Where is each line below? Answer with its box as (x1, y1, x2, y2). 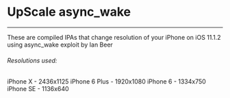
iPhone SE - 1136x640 (7, 85, 70, 93)
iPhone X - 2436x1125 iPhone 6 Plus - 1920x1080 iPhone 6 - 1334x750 (7, 77, 207, 86)
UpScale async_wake (7, 4, 131, 20)
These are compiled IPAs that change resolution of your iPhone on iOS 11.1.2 (7, 33, 221, 41)
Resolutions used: (7, 56, 57, 64)
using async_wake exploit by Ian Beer (7, 40, 113, 49)
